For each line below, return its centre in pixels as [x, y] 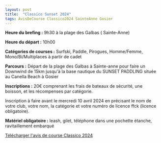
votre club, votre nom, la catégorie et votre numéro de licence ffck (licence [81, 106]
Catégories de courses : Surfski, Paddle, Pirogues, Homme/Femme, [74, 51]
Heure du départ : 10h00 [30, 42]
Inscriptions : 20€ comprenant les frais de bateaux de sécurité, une [74, 86]
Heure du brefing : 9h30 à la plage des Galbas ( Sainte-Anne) [67, 33]
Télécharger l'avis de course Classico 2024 [49, 136]
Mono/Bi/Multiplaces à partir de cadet [43, 57]
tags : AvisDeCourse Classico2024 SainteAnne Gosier [59, 19]
